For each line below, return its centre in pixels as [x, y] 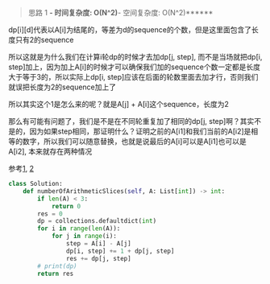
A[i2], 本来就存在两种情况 [50, 151]
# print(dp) [58, 266]
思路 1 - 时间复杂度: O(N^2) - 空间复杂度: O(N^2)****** [120, 12]
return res [56, 274]
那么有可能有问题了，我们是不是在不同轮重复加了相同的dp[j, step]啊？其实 [131, 121]
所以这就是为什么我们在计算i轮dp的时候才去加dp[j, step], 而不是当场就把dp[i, [135, 57]
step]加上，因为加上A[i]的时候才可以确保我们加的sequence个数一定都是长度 [134, 67]
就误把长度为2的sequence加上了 [62, 87]
